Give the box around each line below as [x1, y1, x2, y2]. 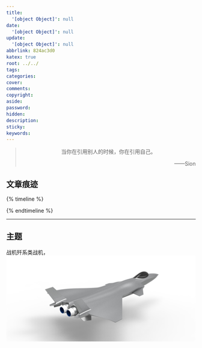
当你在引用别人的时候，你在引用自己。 [61, 148, 156, 156]
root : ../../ [6, 60, 39, 66]
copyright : [6, 92, 34, 99]
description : [6, 117, 39, 123]
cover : [6, 79, 23, 85]
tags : [6, 67, 20, 73]
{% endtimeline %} [6, 207, 54, 215]
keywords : [6, 130, 31, 136]
